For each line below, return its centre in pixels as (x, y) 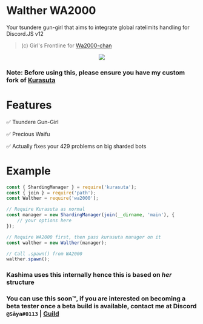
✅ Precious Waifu (28, 134)
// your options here (44, 221)
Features (29, 105)
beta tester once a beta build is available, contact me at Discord (101, 306)
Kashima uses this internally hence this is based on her (89, 275)
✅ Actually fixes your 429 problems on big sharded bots (76, 146)
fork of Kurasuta (31, 80)
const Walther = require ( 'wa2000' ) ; (52, 198)
